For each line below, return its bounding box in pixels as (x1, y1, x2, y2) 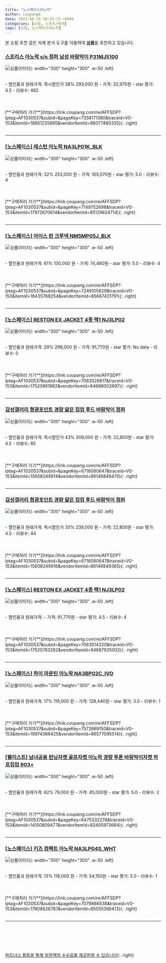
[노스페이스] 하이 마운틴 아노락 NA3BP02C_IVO (5, 670, 114, 677)
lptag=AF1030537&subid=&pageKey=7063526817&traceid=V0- (5, 378, 133, 384)
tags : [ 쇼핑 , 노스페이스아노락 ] (5, 26, 62, 31)
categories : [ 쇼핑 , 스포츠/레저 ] (5, 21, 67, 26)
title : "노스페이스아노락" (5, 7, 52, 12)
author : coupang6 (5, 12, 41, 17)
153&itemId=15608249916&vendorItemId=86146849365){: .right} (5, 563, 138, 569)
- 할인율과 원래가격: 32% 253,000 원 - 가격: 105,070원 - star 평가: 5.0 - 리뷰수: (5, 171, 160, 177)
